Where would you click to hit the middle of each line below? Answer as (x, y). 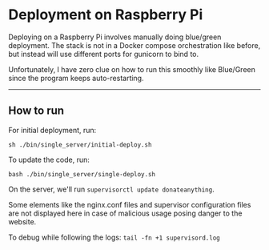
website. (22, 221)
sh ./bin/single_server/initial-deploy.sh (80, 145)
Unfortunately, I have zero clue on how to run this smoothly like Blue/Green (132, 69)
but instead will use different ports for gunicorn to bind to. (103, 54)
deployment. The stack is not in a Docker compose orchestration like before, (134, 45)
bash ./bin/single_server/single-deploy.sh (82, 174)
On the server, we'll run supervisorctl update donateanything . (111, 189)
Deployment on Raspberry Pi (106, 15)
